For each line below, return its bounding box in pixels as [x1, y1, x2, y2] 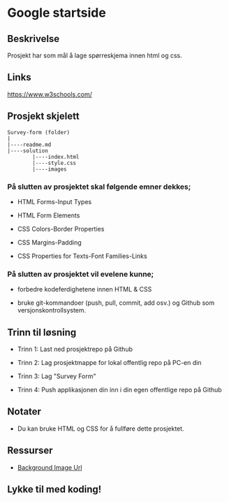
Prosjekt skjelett [7, 110, 80, 122]
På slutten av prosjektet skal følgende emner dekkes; [7, 182, 191, 192]
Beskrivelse [7, 33, 60, 45]
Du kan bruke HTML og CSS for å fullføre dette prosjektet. [17, 424, 184, 433]
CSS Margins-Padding [17, 238, 82, 246]
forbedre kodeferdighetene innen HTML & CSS [17, 285, 152, 294]
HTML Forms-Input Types [17, 197, 92, 206]
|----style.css [32, 159, 77, 166]
